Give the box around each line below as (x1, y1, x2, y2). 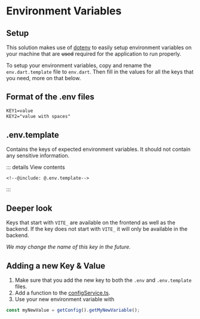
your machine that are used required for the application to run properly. (6, 50, 181, 57)
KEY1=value (6, 108, 33, 114)
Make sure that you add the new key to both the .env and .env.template (14, 277, 192, 284)
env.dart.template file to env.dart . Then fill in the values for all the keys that (6, 68, 194, 75)
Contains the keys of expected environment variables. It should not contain (6, 145, 191, 153)
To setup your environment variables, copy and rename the (6, 62, 152, 69)
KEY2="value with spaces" (6, 113, 70, 119)
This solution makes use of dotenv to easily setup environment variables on (6, 44, 192, 51)
